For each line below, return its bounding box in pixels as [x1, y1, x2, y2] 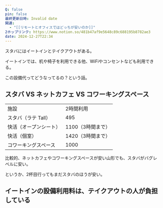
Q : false [5, 7, 23, 12]
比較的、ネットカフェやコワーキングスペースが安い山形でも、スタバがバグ [5, 155, 153, 160]
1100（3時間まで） [65, 123, 111, 130]
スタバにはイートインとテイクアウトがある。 [5, 48, 95, 54]
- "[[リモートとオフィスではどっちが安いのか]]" [9, 25, 96, 30]
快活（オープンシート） [7, 123, 61, 130]
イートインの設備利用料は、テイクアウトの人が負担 [5, 187, 158, 195]
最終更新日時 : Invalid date [5, 16, 57, 21]
